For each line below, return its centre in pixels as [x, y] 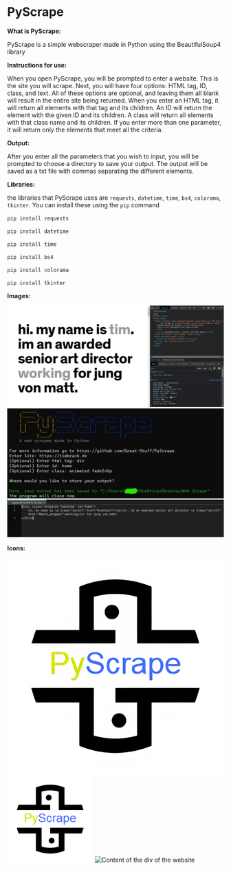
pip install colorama [38, 270]
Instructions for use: [37, 65]
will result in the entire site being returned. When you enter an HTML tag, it [113, 100]
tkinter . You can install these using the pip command [83, 205]
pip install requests [38, 218]
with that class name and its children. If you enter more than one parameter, [114, 122]
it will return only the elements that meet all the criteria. [85, 130]
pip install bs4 [30, 257]
